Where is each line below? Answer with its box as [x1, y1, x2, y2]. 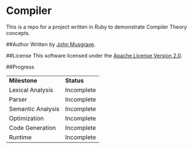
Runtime [9, 133, 32, 141]
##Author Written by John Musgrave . [6, 41, 96, 48]
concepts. [6, 29, 30, 36]
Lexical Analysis [9, 86, 54, 94]
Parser [9, 95, 27, 103]
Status [65, 76, 84, 84]
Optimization [9, 114, 44, 122]
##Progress [6, 63, 35, 70]
